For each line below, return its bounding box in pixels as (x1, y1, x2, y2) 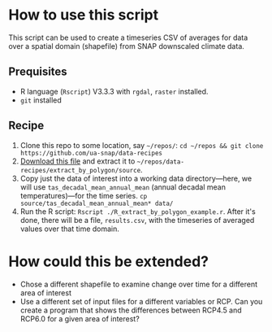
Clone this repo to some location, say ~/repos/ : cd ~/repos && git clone (19, 140, 264, 150)
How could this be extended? (8, 252, 209, 270)
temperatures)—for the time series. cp (19, 190, 148, 200)
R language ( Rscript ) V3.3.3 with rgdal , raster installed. (19, 86, 209, 96)
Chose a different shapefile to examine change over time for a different (19, 279, 258, 289)
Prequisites (8, 65, 67, 79)
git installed (19, 95, 63, 105)
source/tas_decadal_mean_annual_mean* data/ (19, 199, 174, 207)
